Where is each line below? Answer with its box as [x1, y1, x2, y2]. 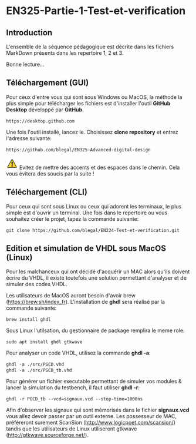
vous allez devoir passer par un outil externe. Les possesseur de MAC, [6, 413, 177, 420]
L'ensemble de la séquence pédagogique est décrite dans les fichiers [6, 43, 174, 50]
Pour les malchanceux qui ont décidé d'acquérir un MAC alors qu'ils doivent [6, 268, 190, 275]
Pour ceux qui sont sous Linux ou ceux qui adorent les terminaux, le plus [6, 203, 182, 210]
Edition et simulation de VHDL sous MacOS [6, 243, 166, 254]
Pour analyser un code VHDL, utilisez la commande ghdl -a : [6, 349, 151, 357]
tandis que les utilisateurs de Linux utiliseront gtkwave [6, 425, 137, 432]
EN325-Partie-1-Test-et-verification [6, 4, 186, 18]
